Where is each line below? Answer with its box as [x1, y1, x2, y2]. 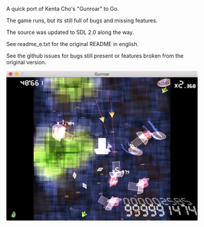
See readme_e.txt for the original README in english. [6, 41, 139, 47]
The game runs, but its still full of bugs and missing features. [6, 17, 158, 24]
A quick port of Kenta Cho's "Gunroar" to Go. [6, 5, 120, 12]
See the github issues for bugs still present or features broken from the [6, 52, 184, 59]
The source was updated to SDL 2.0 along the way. [6, 29, 135, 36]
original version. [6, 59, 47, 66]
